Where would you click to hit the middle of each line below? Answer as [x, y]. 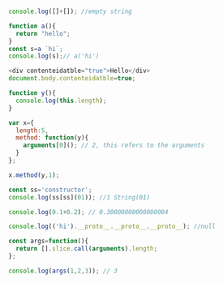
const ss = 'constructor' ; [50, 190]
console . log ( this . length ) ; [61, 101]
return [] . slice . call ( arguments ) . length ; [87, 249]
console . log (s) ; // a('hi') [54, 56]
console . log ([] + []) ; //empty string [70, 11]
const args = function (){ [49, 241]
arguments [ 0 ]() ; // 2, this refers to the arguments [114, 146]
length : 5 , [32, 131]
